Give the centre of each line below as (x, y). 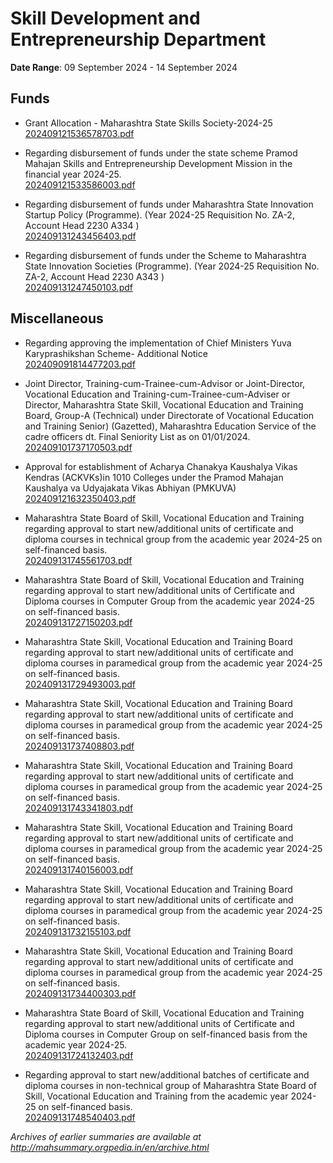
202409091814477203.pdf (80, 364)
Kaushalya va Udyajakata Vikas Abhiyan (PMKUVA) (130, 488)
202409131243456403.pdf (80, 236)
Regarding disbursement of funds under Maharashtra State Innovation (169, 204)
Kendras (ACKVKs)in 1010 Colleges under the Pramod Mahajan (154, 477)
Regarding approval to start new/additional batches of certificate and (167, 1074)
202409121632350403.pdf (80, 498)
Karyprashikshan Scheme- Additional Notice (116, 353)
